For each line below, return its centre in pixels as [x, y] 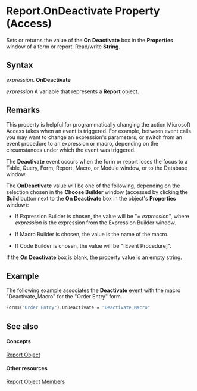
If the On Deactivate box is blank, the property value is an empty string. [94, 257]
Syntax [20, 65]
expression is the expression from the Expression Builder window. [96, 223]
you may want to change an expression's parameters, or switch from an [94, 137]
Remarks [23, 110]
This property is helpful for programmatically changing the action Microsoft [98, 124]
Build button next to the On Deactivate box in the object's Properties [91, 198]
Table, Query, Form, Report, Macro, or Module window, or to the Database [97, 168]
